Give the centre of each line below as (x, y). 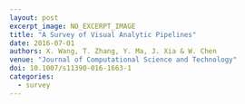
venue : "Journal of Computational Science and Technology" (123, 60)
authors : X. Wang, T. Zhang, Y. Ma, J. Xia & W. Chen (113, 52)
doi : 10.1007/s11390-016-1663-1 (70, 69)
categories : (32, 77)
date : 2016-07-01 (42, 43)
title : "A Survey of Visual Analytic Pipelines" (103, 34)
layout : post (34, 18)
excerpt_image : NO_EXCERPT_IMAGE (73, 26)
